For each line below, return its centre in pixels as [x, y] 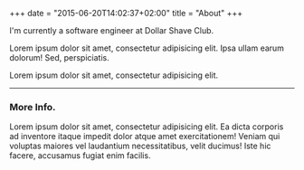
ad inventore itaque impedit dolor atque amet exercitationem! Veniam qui [145, 137]
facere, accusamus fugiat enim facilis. [80, 156]
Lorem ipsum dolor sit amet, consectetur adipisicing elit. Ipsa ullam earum [147, 48]
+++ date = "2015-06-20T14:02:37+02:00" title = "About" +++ [126, 13]
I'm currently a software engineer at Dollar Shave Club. [112, 30]
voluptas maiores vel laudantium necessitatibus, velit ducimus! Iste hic [140, 146]
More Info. [33, 107]
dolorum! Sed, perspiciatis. [60, 57]
